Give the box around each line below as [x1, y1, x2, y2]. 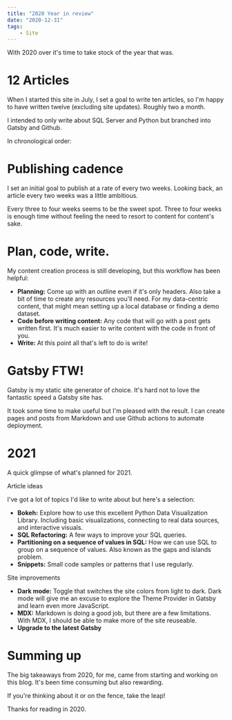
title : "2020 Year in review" [7, 10, 95, 17]
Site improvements [7, 573, 61, 582]
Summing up [7, 648, 81, 664]
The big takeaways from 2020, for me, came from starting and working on [7, 670, 218, 679]
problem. [17, 553, 43, 561]
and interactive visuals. [17, 523, 84, 531]
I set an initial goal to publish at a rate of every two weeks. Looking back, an [7, 184, 223, 192]
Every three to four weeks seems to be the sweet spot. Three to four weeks [7, 205, 222, 213]
